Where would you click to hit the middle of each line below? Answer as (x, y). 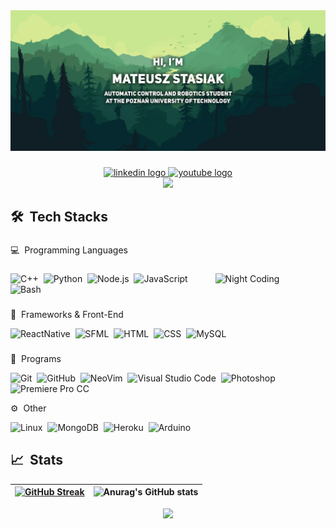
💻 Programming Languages (69, 250)
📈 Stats (37, 460)
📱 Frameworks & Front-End (67, 314)
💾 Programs (36, 358)
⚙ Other (28, 408)
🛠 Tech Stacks (59, 217)
